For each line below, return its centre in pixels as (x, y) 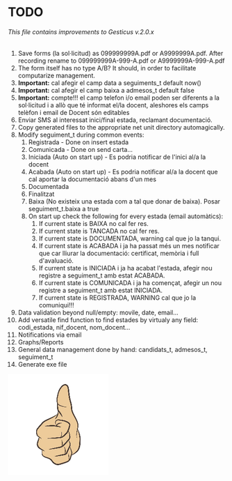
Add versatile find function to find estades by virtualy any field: (108, 320)
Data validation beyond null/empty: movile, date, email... (98, 313)
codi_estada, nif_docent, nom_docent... (74, 328)
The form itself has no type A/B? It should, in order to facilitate (107, 68)
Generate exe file (42, 365)
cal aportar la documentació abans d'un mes (92, 179)
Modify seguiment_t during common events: (81, 135)
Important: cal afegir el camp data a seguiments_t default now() (110, 83)
